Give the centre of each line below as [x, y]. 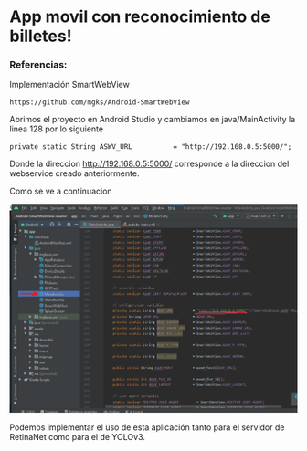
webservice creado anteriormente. [74, 173]
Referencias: [38, 65]
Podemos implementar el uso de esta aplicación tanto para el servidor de [147, 427]
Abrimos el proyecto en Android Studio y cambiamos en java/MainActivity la [153, 120]
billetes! [41, 36]
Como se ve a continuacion [61, 191]
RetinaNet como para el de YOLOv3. [78, 436]
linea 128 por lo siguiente [56, 129]
